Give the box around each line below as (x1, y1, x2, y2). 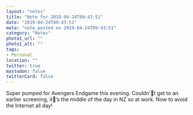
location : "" (6, 57, 38, 63)
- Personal (6, 52, 33, 58)
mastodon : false (6, 68, 46, 74)
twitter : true (6, 62, 41, 69)
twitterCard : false (6, 74, 54, 79)
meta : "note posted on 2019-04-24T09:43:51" (6, 25, 116, 31)
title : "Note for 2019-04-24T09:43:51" (6, 14, 104, 20)
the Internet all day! (6, 102, 53, 109)
